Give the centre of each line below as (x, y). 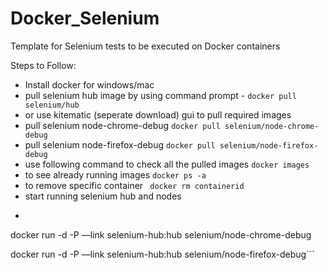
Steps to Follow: (43, 65)
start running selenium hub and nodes (103, 196)
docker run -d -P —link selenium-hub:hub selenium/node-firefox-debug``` (162, 254)
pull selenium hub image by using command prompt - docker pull (160, 95)
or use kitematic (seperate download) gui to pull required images (158, 114)
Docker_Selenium (85, 18)
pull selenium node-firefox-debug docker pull (120, 144)
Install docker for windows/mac (89, 84)
